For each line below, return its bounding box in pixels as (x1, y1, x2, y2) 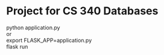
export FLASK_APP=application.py (6, 36, 92, 44)
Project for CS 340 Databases (6, 4, 159, 18)
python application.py (6, 24, 60, 31)
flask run (6, 43, 28, 50)
